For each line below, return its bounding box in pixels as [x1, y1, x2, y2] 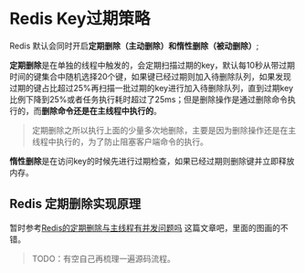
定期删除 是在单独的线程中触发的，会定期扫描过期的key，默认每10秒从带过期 [9, 59, 295, 70]
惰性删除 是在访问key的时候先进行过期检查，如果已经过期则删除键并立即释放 [9, 155, 295, 166]
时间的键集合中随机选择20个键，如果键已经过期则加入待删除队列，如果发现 [9, 70, 292, 82]
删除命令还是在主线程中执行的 [41, 105, 153, 116]
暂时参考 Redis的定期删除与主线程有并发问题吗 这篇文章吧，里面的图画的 [9, 222, 281, 233]
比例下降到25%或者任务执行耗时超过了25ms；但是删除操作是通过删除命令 [9, 93, 289, 105]
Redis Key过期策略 [9, 8, 151, 29]
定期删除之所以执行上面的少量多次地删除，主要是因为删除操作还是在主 [31, 124, 297, 135]
